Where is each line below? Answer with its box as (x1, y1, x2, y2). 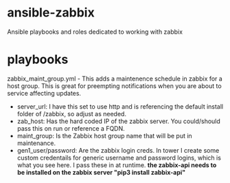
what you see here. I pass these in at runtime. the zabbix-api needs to (16, 160, 217, 169)
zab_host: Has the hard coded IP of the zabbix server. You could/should (16, 117, 221, 125)
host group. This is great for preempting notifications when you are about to (7, 81, 222, 90)
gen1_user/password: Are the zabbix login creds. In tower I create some (16, 146, 220, 154)
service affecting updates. (7, 89, 81, 97)
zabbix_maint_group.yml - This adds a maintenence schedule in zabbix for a (7, 74, 223, 83)
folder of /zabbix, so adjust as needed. (16, 109, 127, 118)
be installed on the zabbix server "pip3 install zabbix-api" (16, 168, 186, 176)
